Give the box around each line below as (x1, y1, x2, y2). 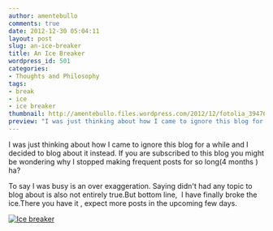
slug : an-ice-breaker (8, 42, 82, 50)
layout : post (8, 34, 53, 43)
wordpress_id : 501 (8, 58, 71, 66)
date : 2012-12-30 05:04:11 (8, 27, 100, 35)
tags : (8, 79, 27, 88)
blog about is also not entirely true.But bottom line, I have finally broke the (8, 190, 258, 199)
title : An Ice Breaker (8, 49, 85, 58)
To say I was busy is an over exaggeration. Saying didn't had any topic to (8, 181, 253, 190)
